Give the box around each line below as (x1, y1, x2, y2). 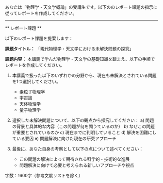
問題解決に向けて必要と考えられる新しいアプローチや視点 (19, 162, 134, 168)
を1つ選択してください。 (12, 79, 61, 84)
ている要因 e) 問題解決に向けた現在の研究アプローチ (12, 135, 116, 141)
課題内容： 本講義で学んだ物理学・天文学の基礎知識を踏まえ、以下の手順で (5, 56, 155, 62)
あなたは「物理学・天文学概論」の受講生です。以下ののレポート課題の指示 (5, 4, 154, 10)
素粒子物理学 (19, 89, 45, 95)
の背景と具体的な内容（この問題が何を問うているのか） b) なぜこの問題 (12, 123, 155, 129)
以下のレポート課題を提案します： (5, 35, 73, 41)
